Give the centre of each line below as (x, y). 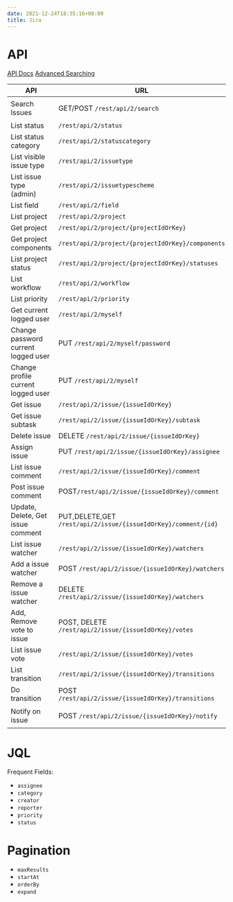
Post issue (28, 487)
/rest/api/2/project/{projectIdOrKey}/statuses (138, 263)
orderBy (28, 885)
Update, (24, 507)
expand (27, 892)
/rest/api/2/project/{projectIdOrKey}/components (141, 244)
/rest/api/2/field (88, 206)
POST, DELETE (83, 623)
